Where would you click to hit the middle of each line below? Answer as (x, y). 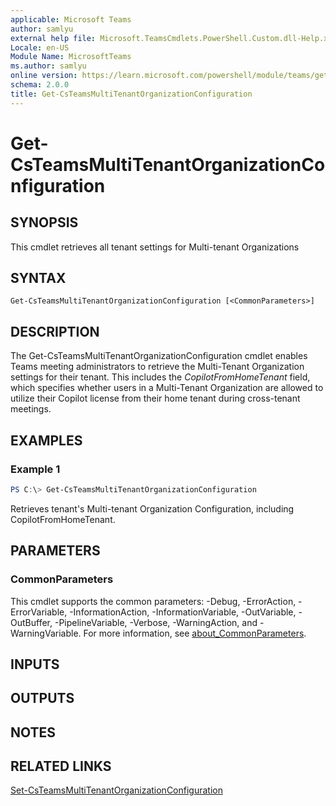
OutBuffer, (31, 622)
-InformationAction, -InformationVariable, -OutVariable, (183, 612)
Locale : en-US (40, 47)
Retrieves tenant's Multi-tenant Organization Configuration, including (152, 508)
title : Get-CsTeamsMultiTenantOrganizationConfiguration (131, 94)
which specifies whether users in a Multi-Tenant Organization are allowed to (167, 388)
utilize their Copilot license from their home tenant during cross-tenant (155, 398)
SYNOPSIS (44, 222)
